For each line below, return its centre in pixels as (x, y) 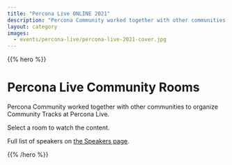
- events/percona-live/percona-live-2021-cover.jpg (90, 40)
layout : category (32, 26)
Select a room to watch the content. (59, 128)
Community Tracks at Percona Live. (59, 114)
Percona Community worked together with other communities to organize (113, 107)
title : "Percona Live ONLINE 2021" (59, 14)
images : (18, 33)
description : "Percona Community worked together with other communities (117, 20)
